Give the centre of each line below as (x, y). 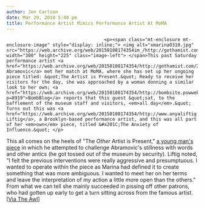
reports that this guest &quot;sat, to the (119, 98)
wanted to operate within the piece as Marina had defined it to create (93, 167)
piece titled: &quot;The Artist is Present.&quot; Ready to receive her (100, 77)
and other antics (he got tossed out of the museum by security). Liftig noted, (102, 154)
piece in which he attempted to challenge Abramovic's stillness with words (100, 148)
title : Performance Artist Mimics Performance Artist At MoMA (87, 23)
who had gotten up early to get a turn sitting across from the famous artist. (100, 193)
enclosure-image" (28, 45)
